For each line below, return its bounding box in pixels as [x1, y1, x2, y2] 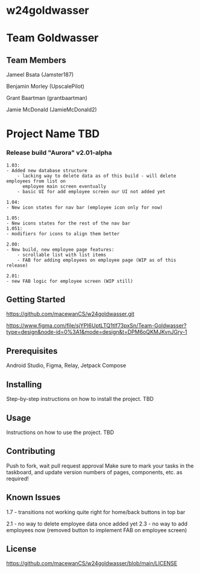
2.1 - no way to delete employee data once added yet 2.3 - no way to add [6, 520, 188, 527]
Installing [6, 379, 42, 389]
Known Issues [6, 492, 61, 503]
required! [6, 475, 29, 482]
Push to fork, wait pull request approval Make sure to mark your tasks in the [6, 462, 194, 469]
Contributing [6, 446, 55, 456]
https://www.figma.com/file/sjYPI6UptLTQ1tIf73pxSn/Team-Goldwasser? [6, 322, 187, 329]
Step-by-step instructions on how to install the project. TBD [6, 395, 154, 403]
